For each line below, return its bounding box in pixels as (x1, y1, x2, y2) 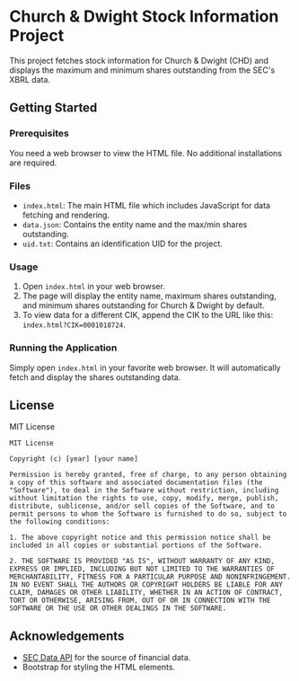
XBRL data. (9, 74, 51, 84)
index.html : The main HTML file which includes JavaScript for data (22, 199, 271, 210)
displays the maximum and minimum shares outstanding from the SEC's (9, 65, 276, 75)
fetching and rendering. (22, 209, 110, 220)
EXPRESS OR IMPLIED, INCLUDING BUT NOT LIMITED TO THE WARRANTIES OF (9, 564, 276, 574)
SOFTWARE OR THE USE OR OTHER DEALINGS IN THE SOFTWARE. (9, 604, 227, 613)
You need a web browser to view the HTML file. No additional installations (9, 147, 283, 158)
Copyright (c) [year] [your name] (9, 455, 139, 464)
